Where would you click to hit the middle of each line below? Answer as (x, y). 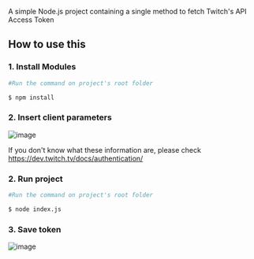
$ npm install (32, 98)
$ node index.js (35, 209)
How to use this (47, 44)
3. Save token (35, 229)
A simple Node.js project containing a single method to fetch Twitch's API (127, 11)
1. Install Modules (42, 67)
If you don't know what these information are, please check (105, 150)
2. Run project (35, 179)
